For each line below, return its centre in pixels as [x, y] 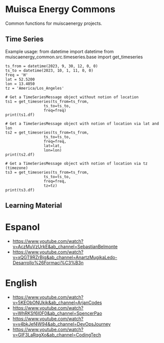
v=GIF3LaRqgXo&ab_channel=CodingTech [57, 335]
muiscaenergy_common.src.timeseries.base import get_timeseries [74, 57]
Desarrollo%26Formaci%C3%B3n [48, 263]
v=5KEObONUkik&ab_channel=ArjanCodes [57, 303]
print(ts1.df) [20, 115]
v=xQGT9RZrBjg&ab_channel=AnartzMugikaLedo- [65, 258]
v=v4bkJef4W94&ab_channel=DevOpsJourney [62, 324]
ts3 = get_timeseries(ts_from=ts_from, [47, 172]
